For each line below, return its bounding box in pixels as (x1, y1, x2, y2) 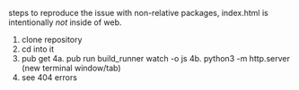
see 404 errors (21, 72, 78, 83)
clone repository (21, 35, 83, 45)
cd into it (21, 44, 55, 54)
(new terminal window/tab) (21, 62, 122, 73)
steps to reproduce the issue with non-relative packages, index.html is (8, 8, 268, 18)
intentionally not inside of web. (8, 17, 122, 28)
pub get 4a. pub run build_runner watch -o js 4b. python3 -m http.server (21, 53, 291, 63)
